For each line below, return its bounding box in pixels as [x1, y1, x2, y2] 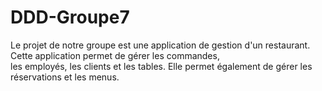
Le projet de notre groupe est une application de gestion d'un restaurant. [10, 39, 311, 51]
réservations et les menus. [10, 71, 120, 83]
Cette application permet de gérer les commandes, [10, 49, 220, 61]
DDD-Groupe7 [10, 6, 130, 29]
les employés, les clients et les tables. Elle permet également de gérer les [10, 60, 313, 72]
